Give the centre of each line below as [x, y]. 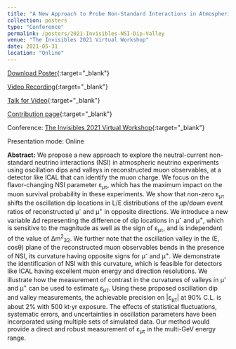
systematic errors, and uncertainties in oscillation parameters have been [112, 314]
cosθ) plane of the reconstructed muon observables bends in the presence [116, 248]
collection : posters [38, 20]
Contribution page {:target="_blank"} [60, 114]
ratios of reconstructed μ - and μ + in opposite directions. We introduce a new [118, 211]
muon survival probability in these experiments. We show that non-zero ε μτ [116, 195]
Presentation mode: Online [46, 141]
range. [17, 338]
